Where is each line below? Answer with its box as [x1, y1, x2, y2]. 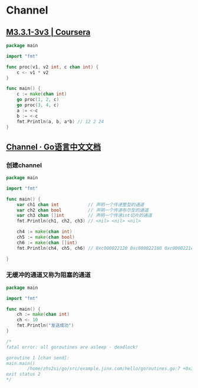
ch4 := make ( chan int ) [16, 229, 72, 235]
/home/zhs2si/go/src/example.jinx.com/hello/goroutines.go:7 [27, 366, 181, 372]
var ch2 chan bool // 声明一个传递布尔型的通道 [16, 207, 149, 213]
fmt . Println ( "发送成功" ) [16, 322, 74, 328]
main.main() [6, 360, 35, 366]
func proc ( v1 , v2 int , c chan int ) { [6, 64, 99, 70]
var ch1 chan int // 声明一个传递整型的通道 [16, 201, 144, 207]
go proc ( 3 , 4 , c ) [16, 102, 60, 108]
